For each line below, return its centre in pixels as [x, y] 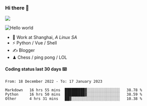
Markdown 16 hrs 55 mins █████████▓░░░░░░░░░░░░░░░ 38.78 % [73, 90]
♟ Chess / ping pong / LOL [40, 57]
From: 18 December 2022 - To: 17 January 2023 [54, 81]
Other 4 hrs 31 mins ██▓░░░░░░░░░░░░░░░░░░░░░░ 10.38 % [73, 99]
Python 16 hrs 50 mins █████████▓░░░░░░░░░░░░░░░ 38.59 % [73, 94]
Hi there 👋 [17, 8]
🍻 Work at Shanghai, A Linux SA [45, 37]
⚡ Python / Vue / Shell [35, 43]
